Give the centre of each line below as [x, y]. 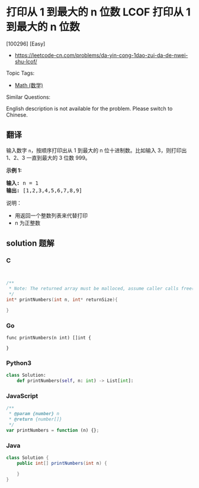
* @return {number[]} [35, 419]
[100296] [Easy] [26, 44]
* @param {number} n [34, 414]
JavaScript [22, 396]
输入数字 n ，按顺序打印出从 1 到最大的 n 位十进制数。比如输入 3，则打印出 [97, 150]
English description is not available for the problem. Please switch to [89, 108]
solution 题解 [30, 243]
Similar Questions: [28, 97]
